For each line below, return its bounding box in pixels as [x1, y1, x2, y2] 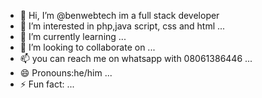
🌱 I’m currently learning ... [19, 31, 127, 42]
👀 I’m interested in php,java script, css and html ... [19, 20, 226, 32]
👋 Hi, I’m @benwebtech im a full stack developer [19, 10, 220, 21]
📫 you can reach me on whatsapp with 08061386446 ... [19, 53, 253, 64]
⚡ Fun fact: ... [19, 78, 75, 90]
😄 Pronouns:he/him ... [19, 67, 113, 79]
